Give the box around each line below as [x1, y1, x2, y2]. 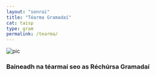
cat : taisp [6, 20, 34, 26]
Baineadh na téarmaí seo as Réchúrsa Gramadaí [6, 62, 150, 71]
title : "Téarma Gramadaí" [6, 14, 71, 20]
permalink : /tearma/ [6, 31, 59, 37]
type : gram [6, 25, 34, 32]
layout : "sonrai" [6, 8, 50, 15]
